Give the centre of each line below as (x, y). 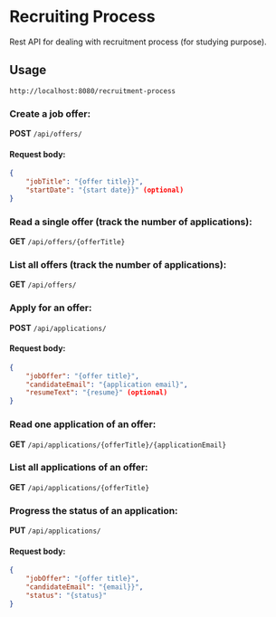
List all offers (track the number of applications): (118, 264)
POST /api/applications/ (58, 327)
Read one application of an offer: (83, 424)
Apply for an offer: (51, 308)
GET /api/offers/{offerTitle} (67, 242)
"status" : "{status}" (66, 595)
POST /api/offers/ (46, 134)
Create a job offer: (50, 113)
